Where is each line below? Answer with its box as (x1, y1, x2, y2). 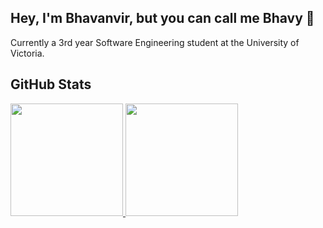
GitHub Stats (10, 76, 92, 93)
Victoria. (10, 47, 45, 59)
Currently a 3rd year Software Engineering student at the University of (10, 36, 300, 48)
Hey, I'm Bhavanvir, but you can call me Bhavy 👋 (10, 10, 315, 27)
